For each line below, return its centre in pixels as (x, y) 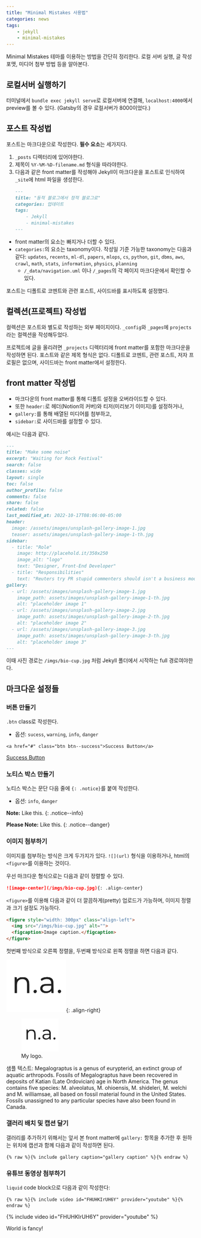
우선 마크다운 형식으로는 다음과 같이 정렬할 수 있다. (65, 876)
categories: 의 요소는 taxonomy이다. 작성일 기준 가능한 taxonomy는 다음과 (103, 249)
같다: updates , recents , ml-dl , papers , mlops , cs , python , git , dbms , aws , (100, 256)
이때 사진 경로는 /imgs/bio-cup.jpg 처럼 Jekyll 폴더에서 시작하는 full (87, 660)
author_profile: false (34, 490)
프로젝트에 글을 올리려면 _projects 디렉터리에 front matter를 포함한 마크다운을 (98, 347)
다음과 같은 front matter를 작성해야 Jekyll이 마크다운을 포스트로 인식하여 (100, 172)
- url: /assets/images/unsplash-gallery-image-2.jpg (79, 611)
